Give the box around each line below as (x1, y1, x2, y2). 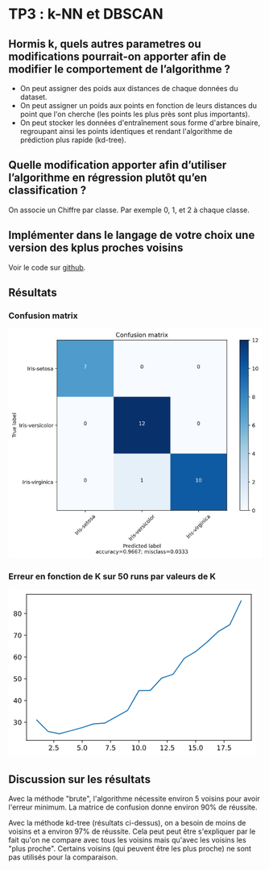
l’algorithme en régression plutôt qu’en (8, 171, 208, 185)
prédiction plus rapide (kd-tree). (19, 135, 126, 144)
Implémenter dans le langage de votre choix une (8, 228, 255, 242)
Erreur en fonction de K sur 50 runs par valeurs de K (8, 571, 216, 582)
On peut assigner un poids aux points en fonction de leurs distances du (19, 101, 258, 110)
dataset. (19, 92, 48, 102)
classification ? (8, 183, 87, 198)
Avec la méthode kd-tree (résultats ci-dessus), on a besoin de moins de (8, 818, 246, 827)
